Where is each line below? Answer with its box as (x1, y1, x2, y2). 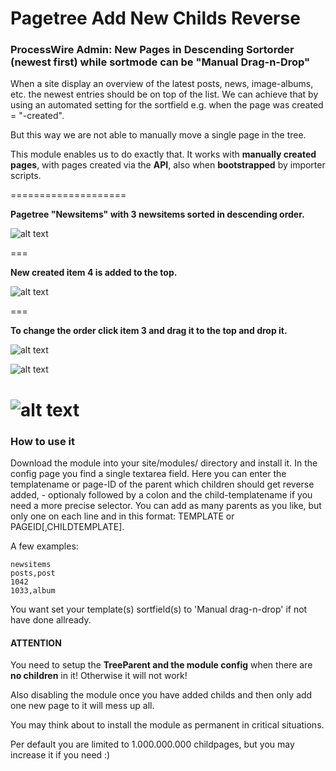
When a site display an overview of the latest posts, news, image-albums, (10, 78, 314, 90)
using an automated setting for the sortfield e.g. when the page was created (10, 99, 324, 111)
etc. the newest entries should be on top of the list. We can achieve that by (10, 88, 319, 101)
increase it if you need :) (10, 749, 111, 761)
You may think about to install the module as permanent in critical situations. (10, 719, 325, 731)
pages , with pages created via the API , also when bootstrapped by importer (10, 159, 326, 171)
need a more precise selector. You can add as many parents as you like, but (10, 499, 322, 511)
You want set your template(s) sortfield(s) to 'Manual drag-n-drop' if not (10, 603, 308, 615)
